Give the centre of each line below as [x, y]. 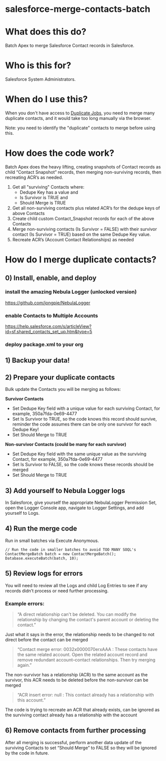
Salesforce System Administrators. [40, 79]
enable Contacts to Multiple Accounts [52, 316]
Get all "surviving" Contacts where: [48, 187]
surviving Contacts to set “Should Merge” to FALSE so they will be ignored [81, 748]
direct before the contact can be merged [47, 640]
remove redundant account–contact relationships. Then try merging [86, 659]
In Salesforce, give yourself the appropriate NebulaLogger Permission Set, [81, 503]
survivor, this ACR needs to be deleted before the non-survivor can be [77, 680]
